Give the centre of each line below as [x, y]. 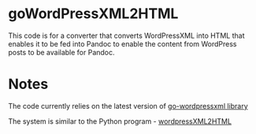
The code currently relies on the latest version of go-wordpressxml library [128, 106]
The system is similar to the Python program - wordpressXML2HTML [120, 121]
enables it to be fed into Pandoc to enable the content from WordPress [122, 43]
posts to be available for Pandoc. [62, 52]
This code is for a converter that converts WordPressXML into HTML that [126, 35]
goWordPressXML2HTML [93, 14]
